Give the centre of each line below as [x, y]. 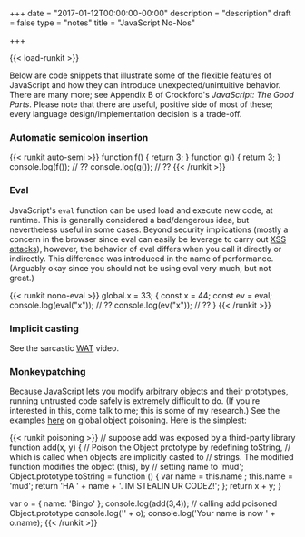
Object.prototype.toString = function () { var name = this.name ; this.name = [151, 476]
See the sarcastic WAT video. [64, 347]
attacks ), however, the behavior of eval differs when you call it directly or [146, 249]
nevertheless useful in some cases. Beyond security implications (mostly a [149, 229]
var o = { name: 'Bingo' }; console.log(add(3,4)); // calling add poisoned [143, 503]
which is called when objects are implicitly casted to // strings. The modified [152, 457]
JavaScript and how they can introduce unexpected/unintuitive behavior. [145, 85]
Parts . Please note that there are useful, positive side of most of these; [142, 104]
